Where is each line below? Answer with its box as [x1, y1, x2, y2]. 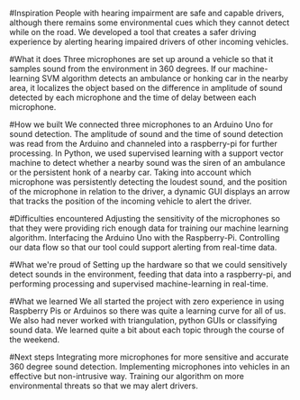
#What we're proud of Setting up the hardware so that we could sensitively [9, 259, 288, 269]
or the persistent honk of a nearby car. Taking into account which [9, 167, 252, 177]
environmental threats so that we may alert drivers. [9, 380, 198, 391]
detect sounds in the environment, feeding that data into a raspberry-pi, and [9, 269, 292, 279]
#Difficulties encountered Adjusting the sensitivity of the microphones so [9, 214, 281, 223]
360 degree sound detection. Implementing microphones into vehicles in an [9, 361, 290, 372]
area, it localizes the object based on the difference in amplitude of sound [9, 83, 283, 93]
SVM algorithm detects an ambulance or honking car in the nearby [41, 73, 288, 84]
